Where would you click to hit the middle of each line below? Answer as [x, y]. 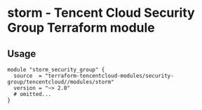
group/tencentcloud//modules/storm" [61, 82]
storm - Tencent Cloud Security [101, 13]
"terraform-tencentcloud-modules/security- [109, 76]
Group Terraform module [81, 28]
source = [28, 76]
